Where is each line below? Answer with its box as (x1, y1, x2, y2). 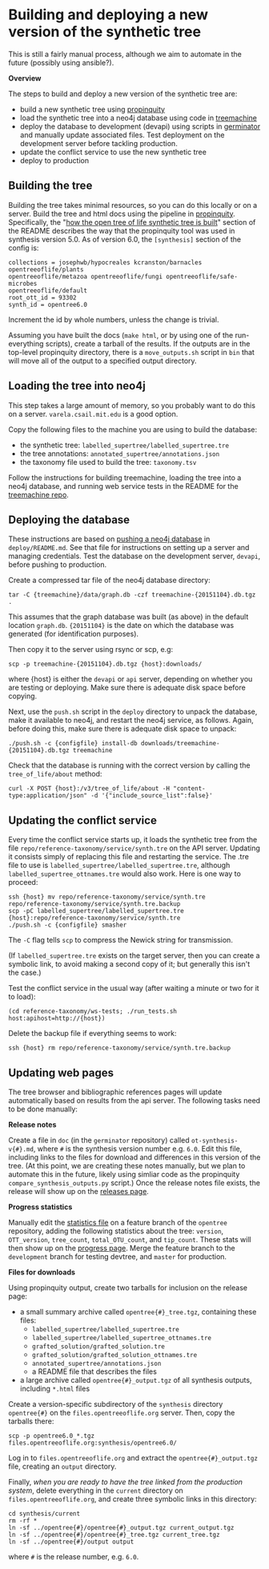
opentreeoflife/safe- (165, 272, 239, 280)
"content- (173, 784, 206, 793)
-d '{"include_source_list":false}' (90, 792, 214, 800)
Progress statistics (8, 1202, 73, 1212)
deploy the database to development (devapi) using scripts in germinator (19, 121, 261, 131)
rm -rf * (8, 1517, 38, 1525)
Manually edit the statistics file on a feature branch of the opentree (8, 1218, 228, 1227)
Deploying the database (8, 512, 130, 527)
